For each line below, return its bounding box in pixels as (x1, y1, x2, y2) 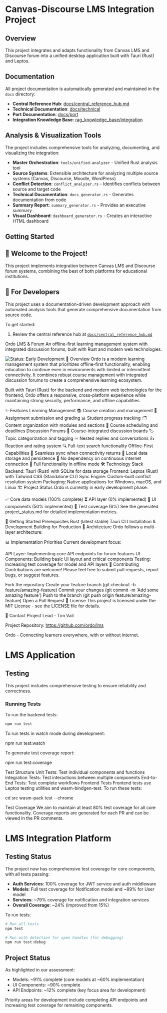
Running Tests (5, 700, 41, 707)
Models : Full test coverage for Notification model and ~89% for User (12, 886, 154, 892)
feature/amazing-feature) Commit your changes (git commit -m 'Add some (5, 587, 159, 593)
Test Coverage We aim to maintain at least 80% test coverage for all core (5, 804, 156, 810)
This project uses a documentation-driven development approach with (5, 301, 151, 307)
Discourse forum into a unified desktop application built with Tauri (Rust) (5, 53, 154, 59)
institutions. (5, 273, 29, 279)
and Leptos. (5, 58, 30, 64)
